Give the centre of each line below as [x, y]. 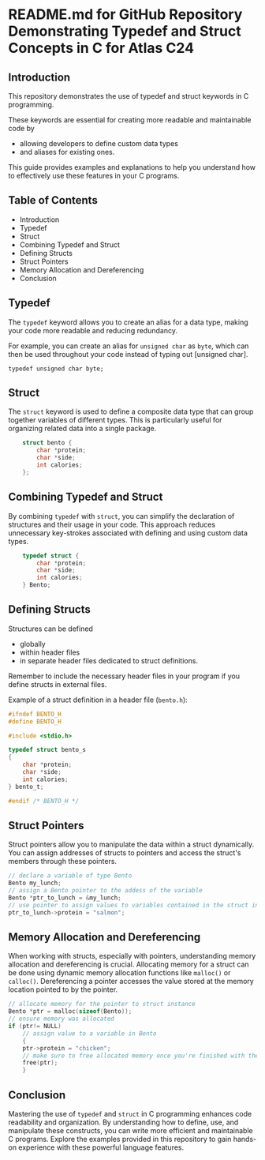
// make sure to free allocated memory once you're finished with [134, 1056]
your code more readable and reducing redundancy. [93, 330]
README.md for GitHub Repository [125, 15]
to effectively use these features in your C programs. [94, 176]
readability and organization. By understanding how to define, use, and [123, 1122]
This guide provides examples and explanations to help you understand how [132, 167]
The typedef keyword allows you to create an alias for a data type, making [128, 322]
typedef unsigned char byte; [56, 369]
